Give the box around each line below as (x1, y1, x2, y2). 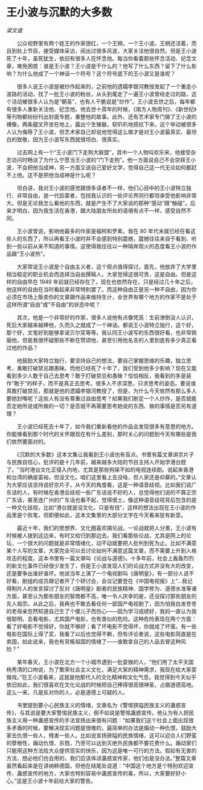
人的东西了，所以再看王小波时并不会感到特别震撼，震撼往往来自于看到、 (11, 234, 192, 242)
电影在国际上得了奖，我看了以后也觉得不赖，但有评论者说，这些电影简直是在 (6, 630, 197, 637)
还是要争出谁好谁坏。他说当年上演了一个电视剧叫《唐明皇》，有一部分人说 (6, 569, 189, 577)
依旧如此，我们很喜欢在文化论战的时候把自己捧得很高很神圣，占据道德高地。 (6, 681, 197, 688)
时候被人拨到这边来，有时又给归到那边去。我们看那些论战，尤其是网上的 (6, 531, 186, 539)
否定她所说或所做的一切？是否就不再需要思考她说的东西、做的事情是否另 (6, 402, 186, 410)
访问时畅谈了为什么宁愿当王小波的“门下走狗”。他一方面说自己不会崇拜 (11, 156, 186, 164)
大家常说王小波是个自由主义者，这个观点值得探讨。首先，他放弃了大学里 (16, 263, 197, 270)
